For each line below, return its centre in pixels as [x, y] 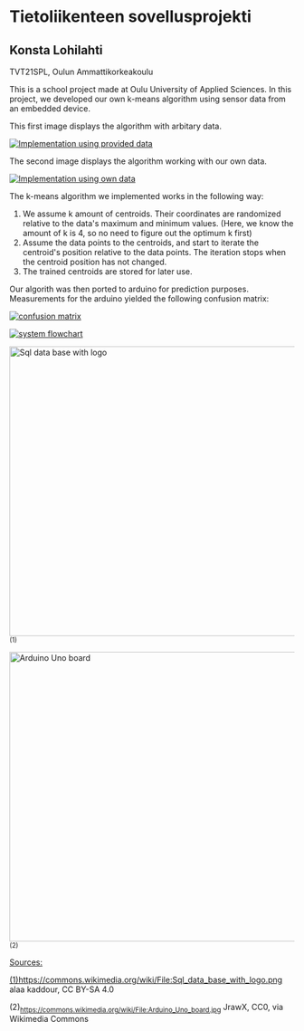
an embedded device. [50, 109]
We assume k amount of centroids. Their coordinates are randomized [152, 214]
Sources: [26, 962]
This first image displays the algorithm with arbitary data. [115, 126]
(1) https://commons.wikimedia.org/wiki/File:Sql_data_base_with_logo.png [146, 980]
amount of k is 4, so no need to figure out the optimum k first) [137, 233]
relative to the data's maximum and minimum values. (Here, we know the [158, 223]
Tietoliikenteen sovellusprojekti [130, 17]
